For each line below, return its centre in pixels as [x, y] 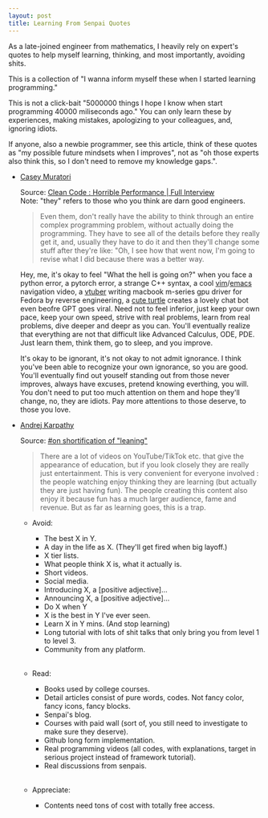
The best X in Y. [70, 538]
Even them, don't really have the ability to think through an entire [147, 216]
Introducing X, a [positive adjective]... [106, 589]
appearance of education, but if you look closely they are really [144, 464]
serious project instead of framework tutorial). [120, 757]
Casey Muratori [45, 177]
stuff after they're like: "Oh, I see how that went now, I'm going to [147, 250]
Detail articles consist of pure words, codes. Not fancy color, [144, 697]
